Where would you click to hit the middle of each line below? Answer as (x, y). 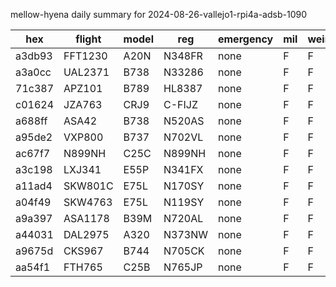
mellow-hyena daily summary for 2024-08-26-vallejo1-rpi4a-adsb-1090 (158, 14)
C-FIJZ (180, 104)
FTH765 (83, 267)
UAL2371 (86, 72)
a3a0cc (33, 72)
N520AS (184, 121)
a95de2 (34, 137)
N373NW (185, 234)
